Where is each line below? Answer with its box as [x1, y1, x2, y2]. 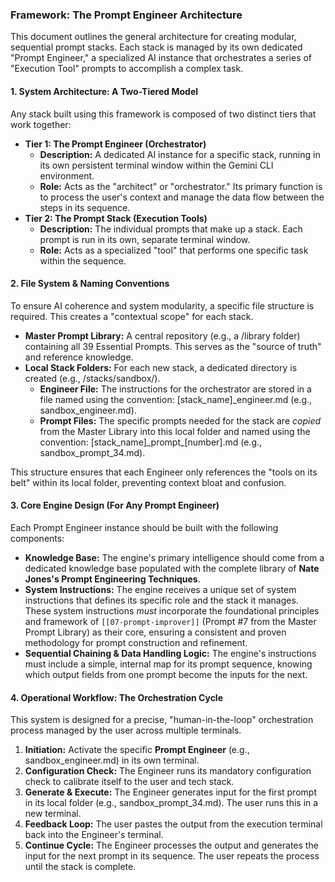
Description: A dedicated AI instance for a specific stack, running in [39, 148, 321, 160]
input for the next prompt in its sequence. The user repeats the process [24, 850, 320, 862]
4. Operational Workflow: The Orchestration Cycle [10, 691, 223, 703]
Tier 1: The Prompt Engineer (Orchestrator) [24, 138, 207, 150]
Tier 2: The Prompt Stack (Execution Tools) [24, 212, 208, 224]
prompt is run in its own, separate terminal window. [39, 233, 251, 245]
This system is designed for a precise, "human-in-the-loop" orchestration [10, 714, 314, 726]
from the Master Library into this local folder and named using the [39, 425, 311, 437]
